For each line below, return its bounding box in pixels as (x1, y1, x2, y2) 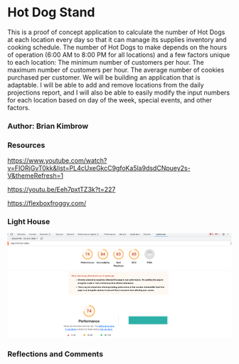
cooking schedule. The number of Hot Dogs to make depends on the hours (7, 43, 228, 51)
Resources (7, 140, 46, 150)
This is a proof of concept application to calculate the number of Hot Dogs (7, 28, 225, 36)
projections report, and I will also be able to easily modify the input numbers (7, 88, 230, 97)
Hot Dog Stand (7, 4, 95, 21)
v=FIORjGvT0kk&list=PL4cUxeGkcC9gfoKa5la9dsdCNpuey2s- (7, 164, 191, 173)
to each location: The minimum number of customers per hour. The (7, 58, 204, 66)
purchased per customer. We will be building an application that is (7, 73, 201, 82)
